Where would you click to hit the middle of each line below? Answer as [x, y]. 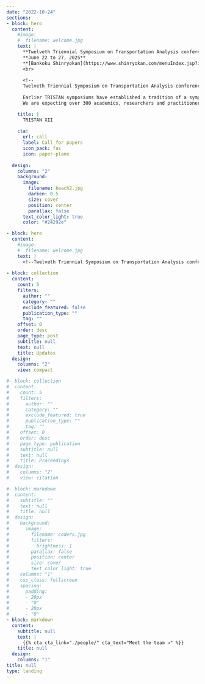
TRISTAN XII [38, 120]
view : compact [35, 370]
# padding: [27, 592]
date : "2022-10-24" [31, 12]
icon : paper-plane [46, 154]
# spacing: [24, 585]
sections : [19, 18]
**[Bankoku [36, 63]
